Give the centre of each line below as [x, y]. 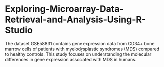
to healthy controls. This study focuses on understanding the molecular [78, 54]
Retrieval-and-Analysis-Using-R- [76, 19]
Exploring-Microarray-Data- [65, 9]
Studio [19, 30]
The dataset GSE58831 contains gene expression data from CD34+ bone [80, 43]
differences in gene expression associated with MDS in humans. [71, 59]
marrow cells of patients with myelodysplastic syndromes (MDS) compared [82, 49]
